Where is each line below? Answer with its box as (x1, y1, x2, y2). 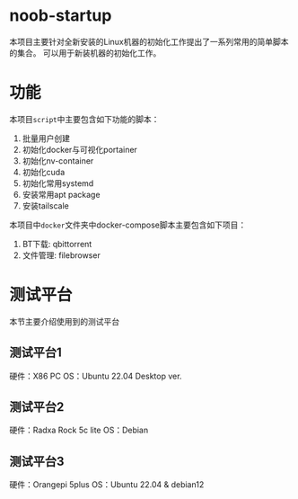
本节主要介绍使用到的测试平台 (9, 316, 119, 326)
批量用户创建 (22, 132, 70, 144)
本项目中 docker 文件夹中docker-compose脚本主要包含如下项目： (9, 219, 247, 230)
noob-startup (9, 5, 112, 26)
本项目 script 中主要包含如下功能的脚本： (9, 113, 160, 124)
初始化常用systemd (22, 177, 94, 189)
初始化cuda (22, 166, 66, 177)
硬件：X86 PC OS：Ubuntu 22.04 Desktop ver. (9, 370, 182, 381)
